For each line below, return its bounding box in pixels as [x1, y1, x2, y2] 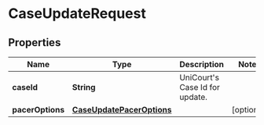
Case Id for [179, 82, 220, 92]
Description [179, 59, 225, 70]
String [71, 82, 96, 92]
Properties [8, 36, 61, 49]
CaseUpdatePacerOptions [71, 105, 172, 115]
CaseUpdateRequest [8, 5, 147, 23]
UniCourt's [179, 72, 220, 83]
